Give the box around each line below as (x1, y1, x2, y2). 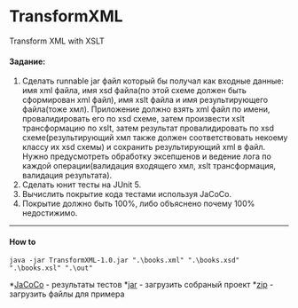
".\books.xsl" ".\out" (9, 264, 93, 272)
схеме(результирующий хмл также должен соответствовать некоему (21, 132, 288, 143)
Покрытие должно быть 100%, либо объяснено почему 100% (21, 198, 255, 209)
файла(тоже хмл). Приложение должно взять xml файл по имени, (21, 104, 271, 115)
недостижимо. (21, 208, 78, 218)
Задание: (9, 56, 46, 67)
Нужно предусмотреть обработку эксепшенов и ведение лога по (21, 151, 272, 162)
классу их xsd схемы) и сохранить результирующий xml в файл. (21, 142, 266, 153)
